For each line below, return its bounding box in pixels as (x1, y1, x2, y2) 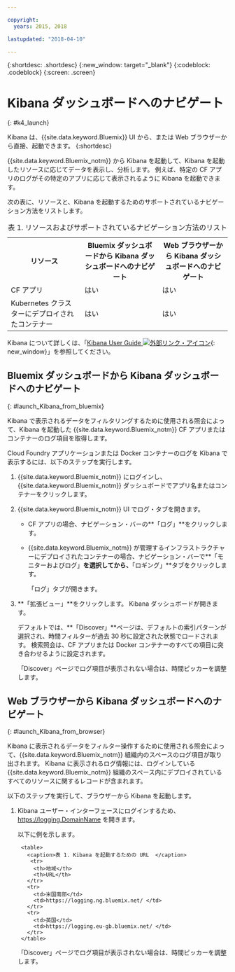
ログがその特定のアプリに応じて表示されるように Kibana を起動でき (19, 174, 215, 183)
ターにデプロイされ (10, 309, 75, 319)
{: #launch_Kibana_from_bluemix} (7, 402, 105, 410)
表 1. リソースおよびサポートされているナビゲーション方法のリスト (8, 223, 227, 232)
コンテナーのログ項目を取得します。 (7, 433, 111, 442)
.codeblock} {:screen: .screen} (7, 68, 96, 77)
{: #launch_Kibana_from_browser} (7, 728, 106, 736)
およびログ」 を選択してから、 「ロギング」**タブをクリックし (46, 561, 222, 569)
